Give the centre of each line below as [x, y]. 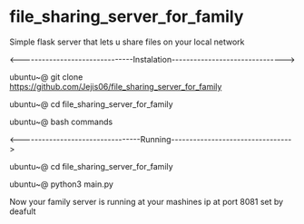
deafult [23, 211]
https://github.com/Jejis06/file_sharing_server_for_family [116, 86]
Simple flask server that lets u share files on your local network [127, 42]
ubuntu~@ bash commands [61, 122]
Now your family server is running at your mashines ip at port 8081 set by [147, 201]
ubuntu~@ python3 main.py [61, 184]
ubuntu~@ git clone [46, 77]
